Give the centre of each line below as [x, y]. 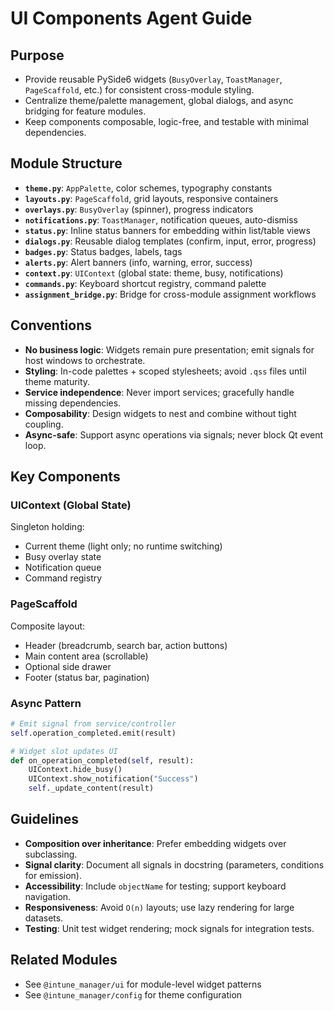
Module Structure [66, 163]
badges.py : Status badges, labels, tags [103, 251]
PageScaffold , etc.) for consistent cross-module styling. [139, 90]
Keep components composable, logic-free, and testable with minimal [166, 121]
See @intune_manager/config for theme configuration [133, 994]
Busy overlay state [63, 557]
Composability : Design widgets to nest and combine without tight [160, 413]
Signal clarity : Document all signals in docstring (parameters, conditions [174, 864]
